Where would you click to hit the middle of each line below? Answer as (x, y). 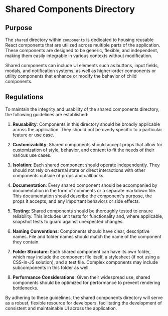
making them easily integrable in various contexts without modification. (79, 56)
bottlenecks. (25, 288)
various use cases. (32, 155)
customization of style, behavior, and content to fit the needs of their (83, 150)
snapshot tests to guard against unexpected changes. (68, 221)
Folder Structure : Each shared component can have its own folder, (81, 251)
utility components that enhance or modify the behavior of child (71, 76)
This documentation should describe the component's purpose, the (82, 196)
